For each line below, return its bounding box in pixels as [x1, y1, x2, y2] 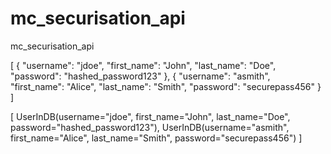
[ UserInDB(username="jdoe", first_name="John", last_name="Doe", [10, 110, 291, 122]
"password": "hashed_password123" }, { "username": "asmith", [10, 70, 271, 82]
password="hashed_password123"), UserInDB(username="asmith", [10, 121, 290, 133]
